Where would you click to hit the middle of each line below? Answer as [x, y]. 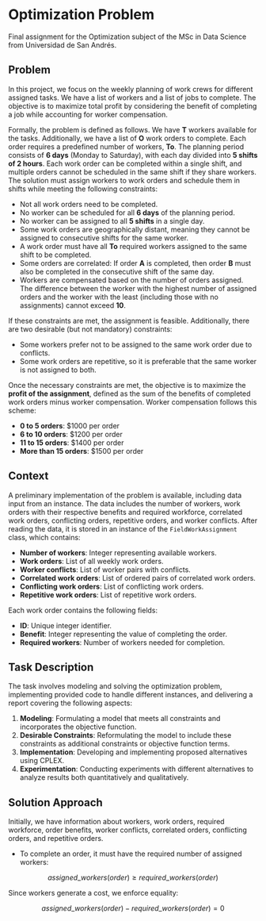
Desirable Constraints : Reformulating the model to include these [125, 735]
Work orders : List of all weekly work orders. [91, 561]
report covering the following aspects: [70, 703]
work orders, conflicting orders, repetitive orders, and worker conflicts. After [133, 520]
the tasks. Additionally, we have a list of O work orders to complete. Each [127, 138]
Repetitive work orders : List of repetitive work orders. [108, 595]
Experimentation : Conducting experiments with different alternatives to [137, 769]
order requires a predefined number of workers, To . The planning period [126, 146]
